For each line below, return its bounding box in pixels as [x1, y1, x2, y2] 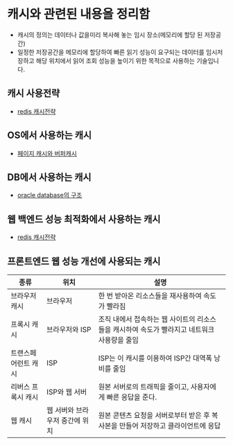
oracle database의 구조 [17, 191, 83, 200]
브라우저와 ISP [46, 325, 92, 334]
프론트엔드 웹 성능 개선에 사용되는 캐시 [7, 255, 161, 267]
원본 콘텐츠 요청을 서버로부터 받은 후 [98, 410, 210, 420]
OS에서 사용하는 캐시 [7, 130, 92, 141]
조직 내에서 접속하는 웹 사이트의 [98, 315, 196, 324]
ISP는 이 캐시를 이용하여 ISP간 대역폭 [98, 354, 213, 363]
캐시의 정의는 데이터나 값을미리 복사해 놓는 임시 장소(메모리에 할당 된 [17, 30, 203, 39]
